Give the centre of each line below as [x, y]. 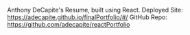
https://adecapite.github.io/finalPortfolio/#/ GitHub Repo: [87, 17]
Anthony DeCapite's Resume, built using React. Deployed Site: [95, 10]
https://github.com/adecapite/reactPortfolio [69, 24]
